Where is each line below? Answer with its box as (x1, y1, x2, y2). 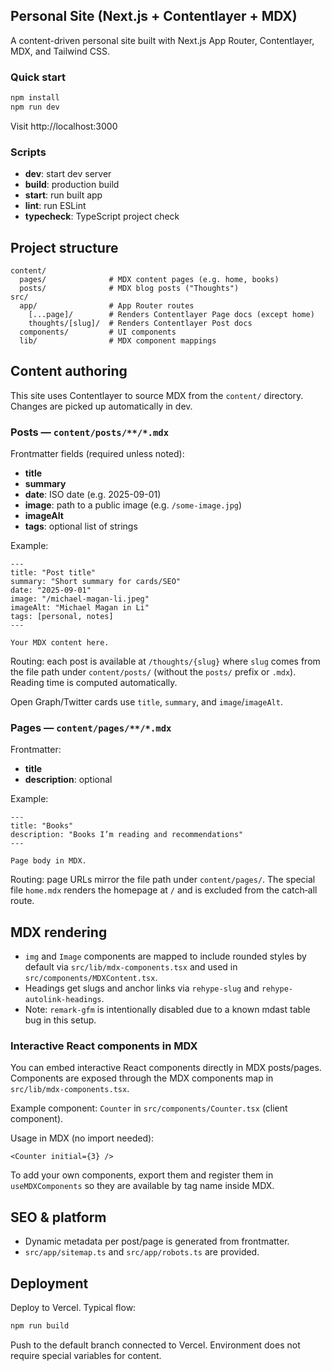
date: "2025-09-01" (10, 585, 92, 596)
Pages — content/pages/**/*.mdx (10, 721, 172, 734)
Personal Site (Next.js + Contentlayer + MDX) (10, 8, 298, 25)
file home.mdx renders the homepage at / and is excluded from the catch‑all (10, 884, 318, 896)
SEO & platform (10, 1209, 107, 1226)
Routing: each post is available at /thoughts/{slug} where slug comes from (10, 655, 321, 668)
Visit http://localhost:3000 (10, 120, 118, 132)
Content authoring (10, 363, 128, 380)
